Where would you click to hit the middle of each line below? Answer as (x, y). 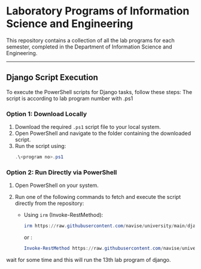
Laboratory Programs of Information (98, 11)
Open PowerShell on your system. (57, 185)
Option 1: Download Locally (47, 114)
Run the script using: (40, 146)
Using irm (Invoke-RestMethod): (63, 215)
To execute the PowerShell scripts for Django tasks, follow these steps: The (99, 92)
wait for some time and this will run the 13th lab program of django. (89, 259)
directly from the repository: (49, 203)
